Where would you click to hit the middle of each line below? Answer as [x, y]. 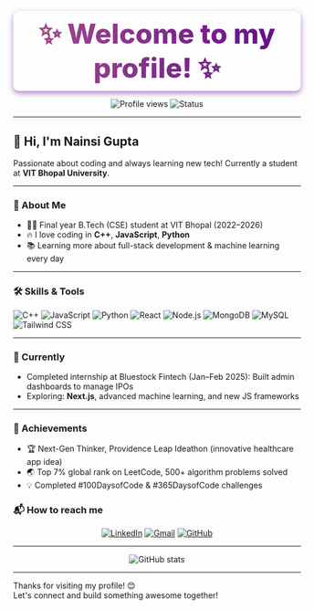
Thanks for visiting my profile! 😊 [74, 586]
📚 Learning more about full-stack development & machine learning [153, 246]
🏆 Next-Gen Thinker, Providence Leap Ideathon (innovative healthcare [160, 449]
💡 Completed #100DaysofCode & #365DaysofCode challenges [144, 485]
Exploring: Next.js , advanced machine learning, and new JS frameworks [162, 395]
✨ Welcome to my [157, 34]
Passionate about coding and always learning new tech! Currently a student [155, 163]
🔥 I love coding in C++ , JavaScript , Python [108, 235]
